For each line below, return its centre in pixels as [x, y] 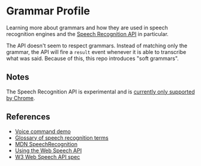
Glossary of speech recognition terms [62, 138]
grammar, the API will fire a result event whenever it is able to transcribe [96, 52]
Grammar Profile [48, 11]
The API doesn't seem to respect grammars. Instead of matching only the [97, 46]
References [28, 117]
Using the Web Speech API [48, 150]
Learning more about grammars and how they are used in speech [87, 28]
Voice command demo [43, 131]
